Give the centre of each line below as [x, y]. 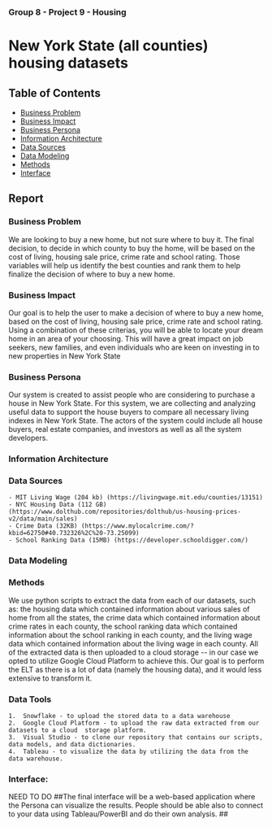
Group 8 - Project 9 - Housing [68, 12]
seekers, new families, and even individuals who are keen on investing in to [134, 347]
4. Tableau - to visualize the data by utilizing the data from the [129, 751]
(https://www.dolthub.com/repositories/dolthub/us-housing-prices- [125, 512]
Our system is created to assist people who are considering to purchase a [132, 395]
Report [26, 199]
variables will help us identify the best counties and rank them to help [125, 265]
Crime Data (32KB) [47, 526]
